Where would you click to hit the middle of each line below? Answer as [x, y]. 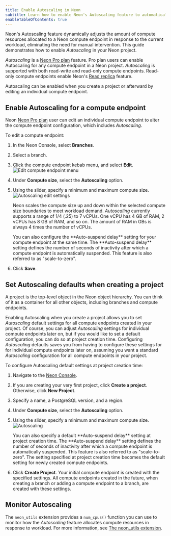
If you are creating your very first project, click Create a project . [80, 385]
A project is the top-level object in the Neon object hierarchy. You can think [84, 297]
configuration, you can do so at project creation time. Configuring [74, 339]
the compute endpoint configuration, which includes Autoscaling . [74, 125]
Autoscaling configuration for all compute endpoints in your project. [76, 355]
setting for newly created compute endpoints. [60, 463]
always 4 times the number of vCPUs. [52, 227]
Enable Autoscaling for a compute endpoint [76, 108]
